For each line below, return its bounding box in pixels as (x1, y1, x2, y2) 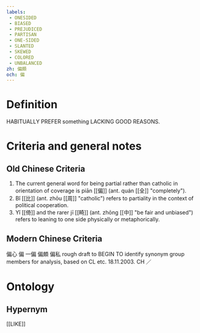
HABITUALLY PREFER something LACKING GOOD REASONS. (6, 118, 160, 125)
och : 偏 (6, 71, 25, 78)
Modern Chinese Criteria (6, 233, 103, 244)
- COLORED (9, 54, 34, 60)
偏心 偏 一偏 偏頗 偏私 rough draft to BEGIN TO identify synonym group (6, 251, 185, 257)
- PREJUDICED (9, 26, 43, 32)
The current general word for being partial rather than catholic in (15, 180, 179, 187)
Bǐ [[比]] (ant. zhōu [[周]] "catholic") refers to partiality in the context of (15, 195, 194, 202)
